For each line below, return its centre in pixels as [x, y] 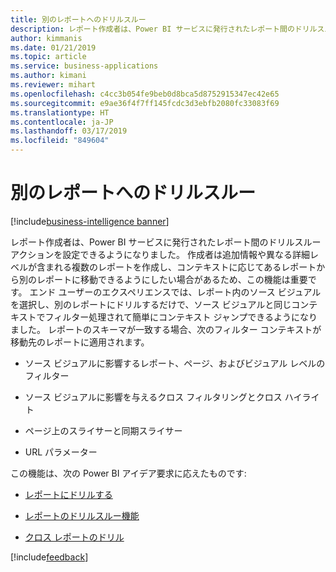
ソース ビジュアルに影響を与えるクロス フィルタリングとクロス [153, 397]
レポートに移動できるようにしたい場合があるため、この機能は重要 [172, 279]
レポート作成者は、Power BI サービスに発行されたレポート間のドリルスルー [166, 242]
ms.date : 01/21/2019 [53, 47]
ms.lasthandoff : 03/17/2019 [69, 131]
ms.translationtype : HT [60, 112]
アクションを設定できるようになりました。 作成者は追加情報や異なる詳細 [160, 254]
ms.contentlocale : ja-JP [62, 122]
